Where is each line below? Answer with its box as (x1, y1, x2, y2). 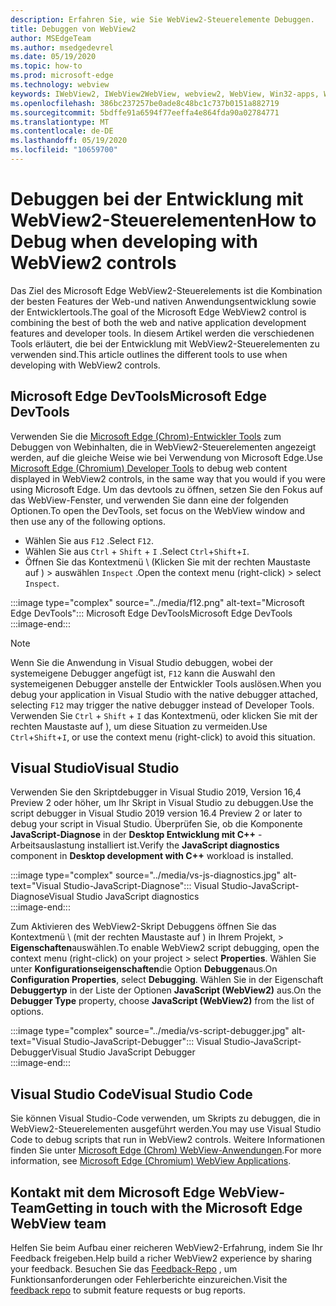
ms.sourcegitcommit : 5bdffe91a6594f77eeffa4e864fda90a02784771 (10, 107, 280, 118)
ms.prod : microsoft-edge (10, 71, 114, 81)
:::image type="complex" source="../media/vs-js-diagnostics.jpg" (10, 869, 282, 881)
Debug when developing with (10, 231, 258, 253)
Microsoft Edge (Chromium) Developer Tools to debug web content (10, 462, 288, 474)
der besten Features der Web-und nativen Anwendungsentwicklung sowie (10, 295, 317, 307)
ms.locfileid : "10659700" (10, 145, 118, 155)
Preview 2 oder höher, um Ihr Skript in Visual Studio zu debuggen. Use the (10, 797, 314, 809)
